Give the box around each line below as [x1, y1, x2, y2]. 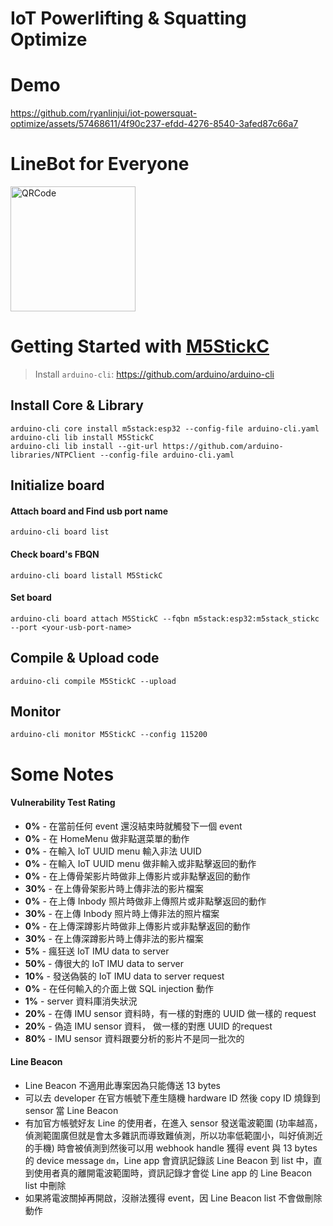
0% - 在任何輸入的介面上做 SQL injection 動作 [24, 982, 215, 994]
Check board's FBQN [10, 548, 100, 560]
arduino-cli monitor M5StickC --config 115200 [10, 730, 208, 740]
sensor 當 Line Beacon [24, 1105, 119, 1117]
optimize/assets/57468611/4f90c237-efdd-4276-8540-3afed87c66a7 [10, 118, 299, 130]
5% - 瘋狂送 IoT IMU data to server [24, 945, 170, 957]
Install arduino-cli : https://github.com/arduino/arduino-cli [34, 368, 275, 380]
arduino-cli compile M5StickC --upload [10, 676, 177, 686]
